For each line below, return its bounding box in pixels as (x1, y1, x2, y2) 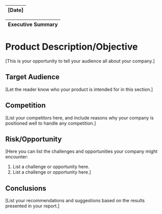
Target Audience (5, 73, 60, 81)
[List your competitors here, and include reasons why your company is (5, 114, 154, 121)
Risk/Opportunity (5, 135, 62, 144)
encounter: (5, 154, 29, 160)
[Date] (8, 7, 24, 13)
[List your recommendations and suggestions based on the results (5, 198, 145, 204)
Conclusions (5, 184, 47, 193)
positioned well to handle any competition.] (5, 120, 96, 126)
